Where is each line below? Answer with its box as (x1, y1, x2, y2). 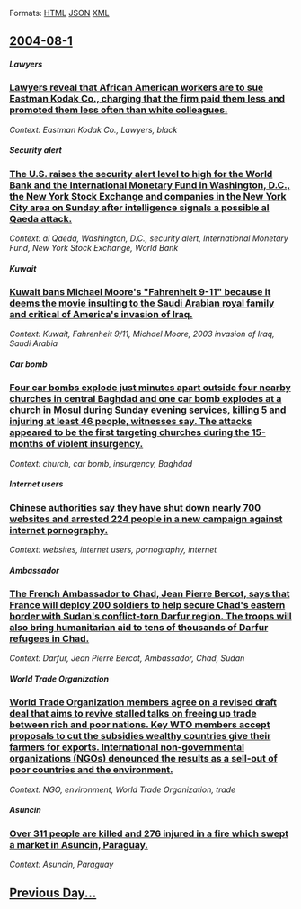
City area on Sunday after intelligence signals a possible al (9, 201, 270, 214)
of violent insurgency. (45, 438, 144, 450)
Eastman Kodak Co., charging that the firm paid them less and (9, 93, 286, 105)
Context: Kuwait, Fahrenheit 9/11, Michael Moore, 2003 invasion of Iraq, (9, 328, 276, 340)
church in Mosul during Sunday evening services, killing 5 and (9, 404, 287, 416)
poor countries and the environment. (9, 763, 173, 776)
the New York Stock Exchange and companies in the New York (9, 190, 287, 202)
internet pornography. (9, 523, 109, 536)
